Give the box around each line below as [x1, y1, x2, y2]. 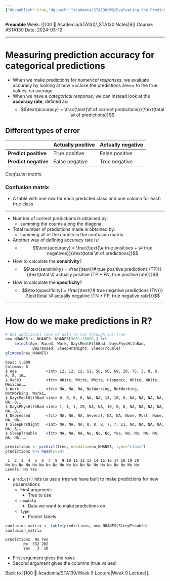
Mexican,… [5, 382, 26, 387]
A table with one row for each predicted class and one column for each [12, 195, 161, 201]
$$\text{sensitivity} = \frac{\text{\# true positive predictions [23, 266, 148, 272]
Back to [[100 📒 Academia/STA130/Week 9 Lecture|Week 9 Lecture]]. [5, 570, 150, 576]
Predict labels [27, 513, 57, 520]
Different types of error [5, 126, 80, 135]
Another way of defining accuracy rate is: [12, 237, 99, 243]
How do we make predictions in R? [5, 315, 153, 326]
